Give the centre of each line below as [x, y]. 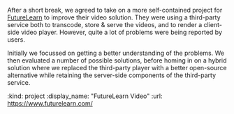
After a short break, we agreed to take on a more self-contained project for [115, 10]
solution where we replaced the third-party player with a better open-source [117, 68]
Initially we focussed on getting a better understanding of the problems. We [116, 53]
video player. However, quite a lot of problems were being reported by [121, 32]
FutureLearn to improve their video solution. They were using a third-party [114, 17]
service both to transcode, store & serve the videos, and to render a [105, 25]
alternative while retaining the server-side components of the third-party [112, 75]
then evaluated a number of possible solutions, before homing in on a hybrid [117, 60]
